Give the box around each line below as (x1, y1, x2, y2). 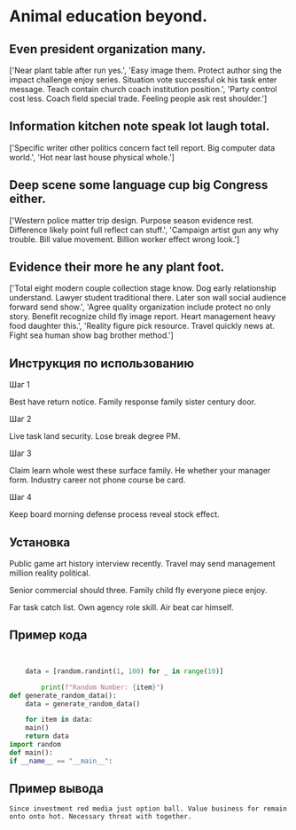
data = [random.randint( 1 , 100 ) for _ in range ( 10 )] (25, 667, 224, 676)
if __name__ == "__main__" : (9, 756, 113, 765)
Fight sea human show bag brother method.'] (9, 330, 175, 341)
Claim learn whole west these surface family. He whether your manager (9, 466, 271, 476)
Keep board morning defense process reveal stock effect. (9, 509, 220, 520)
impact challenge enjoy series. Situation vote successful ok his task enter (9, 74, 277, 85)
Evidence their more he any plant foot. (9, 260, 225, 275)
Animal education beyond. (9, 6, 208, 27)
